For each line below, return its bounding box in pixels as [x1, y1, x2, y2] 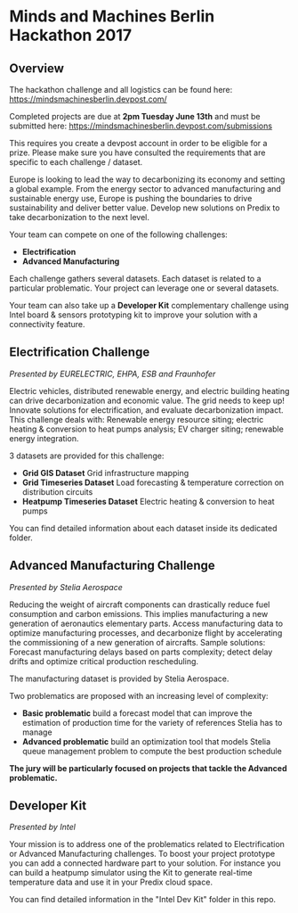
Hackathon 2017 [9, 25, 133, 45]
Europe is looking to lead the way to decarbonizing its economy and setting [9, 174, 286, 185]
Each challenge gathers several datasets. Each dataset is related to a [9, 274, 262, 284]
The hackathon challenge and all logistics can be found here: [9, 85, 233, 95]
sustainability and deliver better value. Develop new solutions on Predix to [9, 202, 280, 213]
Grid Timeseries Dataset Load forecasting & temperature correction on [21, 477, 285, 488]
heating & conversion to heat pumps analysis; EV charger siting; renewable [9, 424, 285, 434]
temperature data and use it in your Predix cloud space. [9, 876, 213, 888]
